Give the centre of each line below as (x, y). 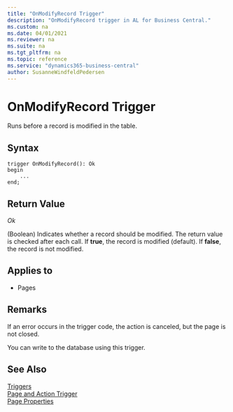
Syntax (23, 148)
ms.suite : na (26, 46)
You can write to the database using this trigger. (76, 347)
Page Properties (30, 401)
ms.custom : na (28, 27)
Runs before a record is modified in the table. (72, 126)
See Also (27, 370)
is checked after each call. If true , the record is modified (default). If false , (114, 242)
